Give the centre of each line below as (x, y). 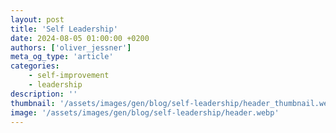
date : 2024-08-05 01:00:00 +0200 (80, 38)
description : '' (44, 94)
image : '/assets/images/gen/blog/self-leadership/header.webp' (145, 112)
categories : (35, 66)
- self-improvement (69, 76)
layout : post (37, 19)
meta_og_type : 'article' (62, 57)
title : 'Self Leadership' (64, 29)
